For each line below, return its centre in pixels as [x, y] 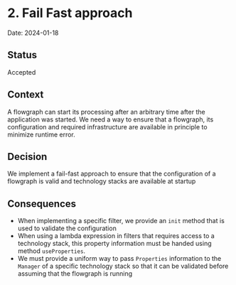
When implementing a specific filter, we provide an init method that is [121, 221]
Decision [27, 157]
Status [22, 55]
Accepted [22, 72]
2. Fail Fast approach [70, 13]
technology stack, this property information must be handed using [114, 244]
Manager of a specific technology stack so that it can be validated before [123, 266]
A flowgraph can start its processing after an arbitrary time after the [106, 112]
